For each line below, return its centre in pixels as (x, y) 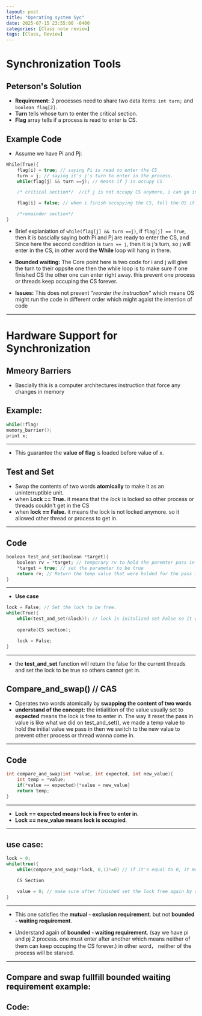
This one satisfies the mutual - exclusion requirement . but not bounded (105, 914)
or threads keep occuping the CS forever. (66, 281)
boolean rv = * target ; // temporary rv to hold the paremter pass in (106, 562)
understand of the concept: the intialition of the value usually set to (99, 710)
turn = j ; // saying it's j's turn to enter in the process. (95, 175)
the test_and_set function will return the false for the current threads (100, 663)
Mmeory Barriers (39, 371)
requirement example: (49, 986)
